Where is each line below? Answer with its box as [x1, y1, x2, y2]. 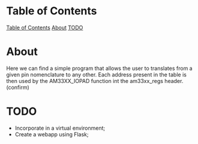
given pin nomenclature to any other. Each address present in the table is [6, 71, 187, 78]
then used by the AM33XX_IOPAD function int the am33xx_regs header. [6, 77, 184, 84]
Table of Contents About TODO [6, 24, 83, 31]
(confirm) [6, 84, 30, 91]
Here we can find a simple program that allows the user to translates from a [6, 65, 193, 72]
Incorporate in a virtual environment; [14, 124, 106, 131]
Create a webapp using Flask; [14, 130, 89, 138]
